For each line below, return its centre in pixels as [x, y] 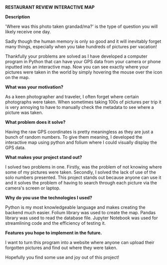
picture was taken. [24, 112]
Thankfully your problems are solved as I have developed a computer [76, 56]
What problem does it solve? [35, 122]
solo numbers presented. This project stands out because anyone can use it [83, 177]
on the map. [17, 77]
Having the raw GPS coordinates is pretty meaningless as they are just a [79, 132]
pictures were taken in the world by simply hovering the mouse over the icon [84, 72]
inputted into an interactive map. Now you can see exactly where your [77, 67]
